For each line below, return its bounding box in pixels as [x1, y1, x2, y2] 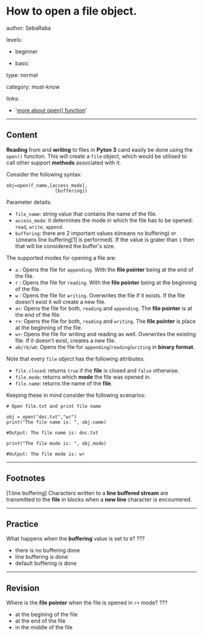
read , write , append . [14, 223, 64, 230]
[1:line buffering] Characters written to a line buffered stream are [6, 489, 169, 496]
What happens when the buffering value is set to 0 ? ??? [6, 535, 145, 543]
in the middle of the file [14, 624, 73, 631]
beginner [14, 47, 38, 55]
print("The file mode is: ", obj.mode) [6, 440, 107, 447]
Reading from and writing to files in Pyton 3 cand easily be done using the [6, 146, 193, 153]
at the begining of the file [14, 611, 78, 618]
